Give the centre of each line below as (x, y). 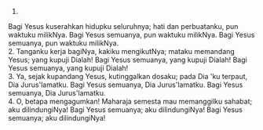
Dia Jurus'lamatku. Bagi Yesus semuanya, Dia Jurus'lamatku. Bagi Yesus (126, 85)
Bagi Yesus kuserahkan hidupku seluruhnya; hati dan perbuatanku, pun (123, 26)
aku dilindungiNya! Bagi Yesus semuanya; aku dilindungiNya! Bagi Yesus (126, 110)
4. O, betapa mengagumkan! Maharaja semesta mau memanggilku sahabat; (130, 101)
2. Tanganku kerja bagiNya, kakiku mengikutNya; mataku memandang (122, 51)
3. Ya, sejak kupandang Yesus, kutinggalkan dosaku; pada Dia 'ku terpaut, (128, 76)
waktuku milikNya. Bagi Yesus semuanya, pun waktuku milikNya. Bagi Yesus (131, 35)
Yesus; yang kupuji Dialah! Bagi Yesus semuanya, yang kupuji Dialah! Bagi (128, 60)
